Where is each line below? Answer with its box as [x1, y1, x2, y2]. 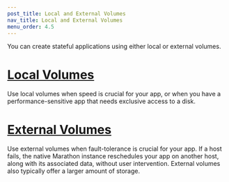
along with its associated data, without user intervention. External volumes [7, 160, 221, 168]
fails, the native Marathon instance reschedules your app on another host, [7, 152, 219, 160]
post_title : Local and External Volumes [7, 10, 127, 17]
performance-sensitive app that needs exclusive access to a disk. [7, 97, 196, 105]
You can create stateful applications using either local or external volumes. [7, 43, 221, 51]
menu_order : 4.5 [7, 23, 54, 30]
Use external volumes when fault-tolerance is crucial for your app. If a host [7, 144, 223, 153]
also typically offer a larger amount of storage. [7, 167, 141, 175]
